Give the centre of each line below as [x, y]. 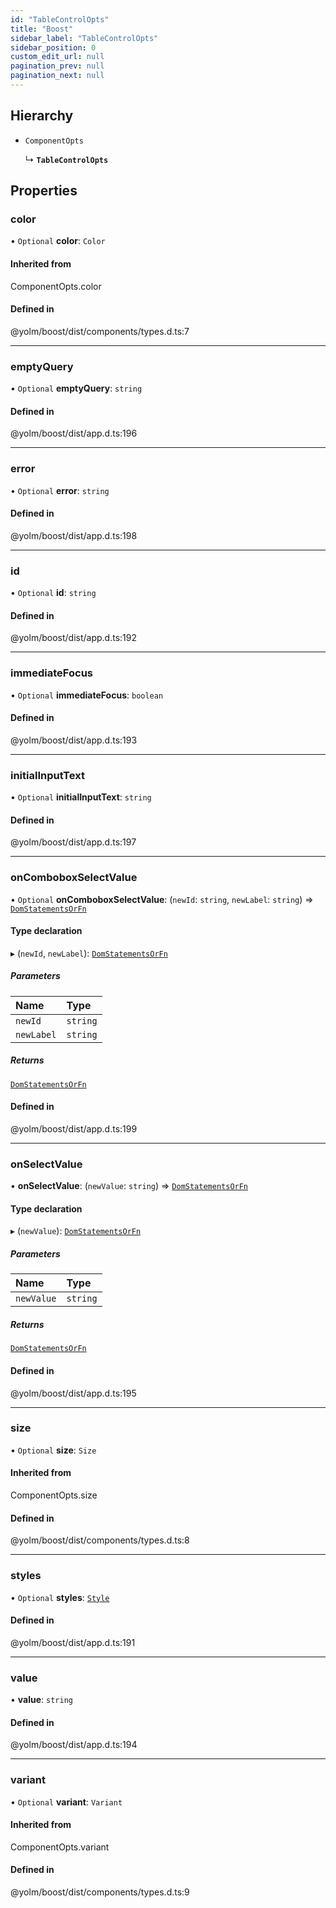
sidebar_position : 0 [53, 47]
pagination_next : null [57, 76]
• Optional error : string [60, 490]
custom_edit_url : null [57, 57]
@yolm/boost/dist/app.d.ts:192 [73, 638]
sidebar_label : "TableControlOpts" [84, 38]
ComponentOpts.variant [60, 1847]
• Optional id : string [53, 593]
